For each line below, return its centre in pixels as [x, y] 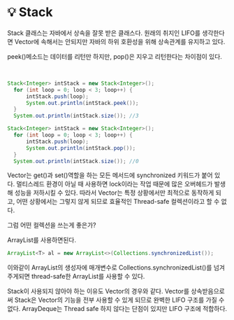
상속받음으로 [208, 291]
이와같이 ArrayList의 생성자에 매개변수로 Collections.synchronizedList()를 [110, 267]
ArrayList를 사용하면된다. [42, 240]
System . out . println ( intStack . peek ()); [82, 103]
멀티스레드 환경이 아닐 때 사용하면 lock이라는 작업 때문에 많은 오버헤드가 [115, 184]
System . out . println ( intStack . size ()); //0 [76, 161]
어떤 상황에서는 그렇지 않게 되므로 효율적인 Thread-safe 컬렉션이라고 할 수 [118, 202]
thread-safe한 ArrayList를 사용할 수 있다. [88, 277]
